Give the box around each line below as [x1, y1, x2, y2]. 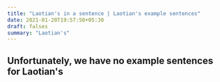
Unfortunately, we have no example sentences [7, 54, 214, 66]
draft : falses [7, 23, 49, 30]
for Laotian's [7, 65, 64, 77]
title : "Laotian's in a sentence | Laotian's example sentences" [7, 10, 201, 17]
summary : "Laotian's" [7, 29, 70, 37]
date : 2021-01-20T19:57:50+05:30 [7, 17, 104, 23]
